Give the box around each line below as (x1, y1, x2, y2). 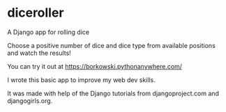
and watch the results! (7, 49, 71, 57)
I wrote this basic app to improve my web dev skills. (7, 75, 156, 84)
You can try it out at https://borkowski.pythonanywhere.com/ (7, 62, 183, 70)
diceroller (7, 5, 64, 21)
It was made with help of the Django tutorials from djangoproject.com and (7, 89, 220, 97)
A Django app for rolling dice (7, 28, 89, 36)
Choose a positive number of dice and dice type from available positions (7, 41, 216, 49)
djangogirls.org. (7, 96, 53, 105)
